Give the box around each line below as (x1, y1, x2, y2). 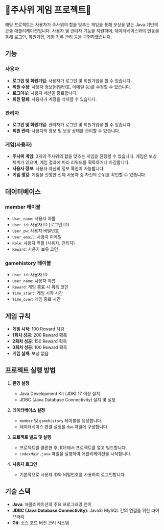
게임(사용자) (5, 141, 32, 148)
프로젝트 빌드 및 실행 (12, 434, 51, 440)
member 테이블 (5, 203, 41, 210)
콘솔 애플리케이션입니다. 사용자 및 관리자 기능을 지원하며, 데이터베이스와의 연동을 (5, 27, 160, 33)
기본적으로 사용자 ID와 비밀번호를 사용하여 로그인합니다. (19, 472, 126, 477)
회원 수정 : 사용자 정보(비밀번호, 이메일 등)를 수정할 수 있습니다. (12, 84, 131, 90)
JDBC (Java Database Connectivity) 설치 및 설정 (19, 397, 116, 402)
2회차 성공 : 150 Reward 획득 (12, 338, 67, 344)
